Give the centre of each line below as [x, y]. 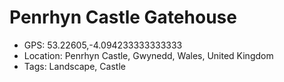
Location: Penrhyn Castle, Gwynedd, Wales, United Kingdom [148, 55]
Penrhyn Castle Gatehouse [123, 17]
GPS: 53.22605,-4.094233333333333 [103, 45]
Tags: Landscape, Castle [74, 66]
